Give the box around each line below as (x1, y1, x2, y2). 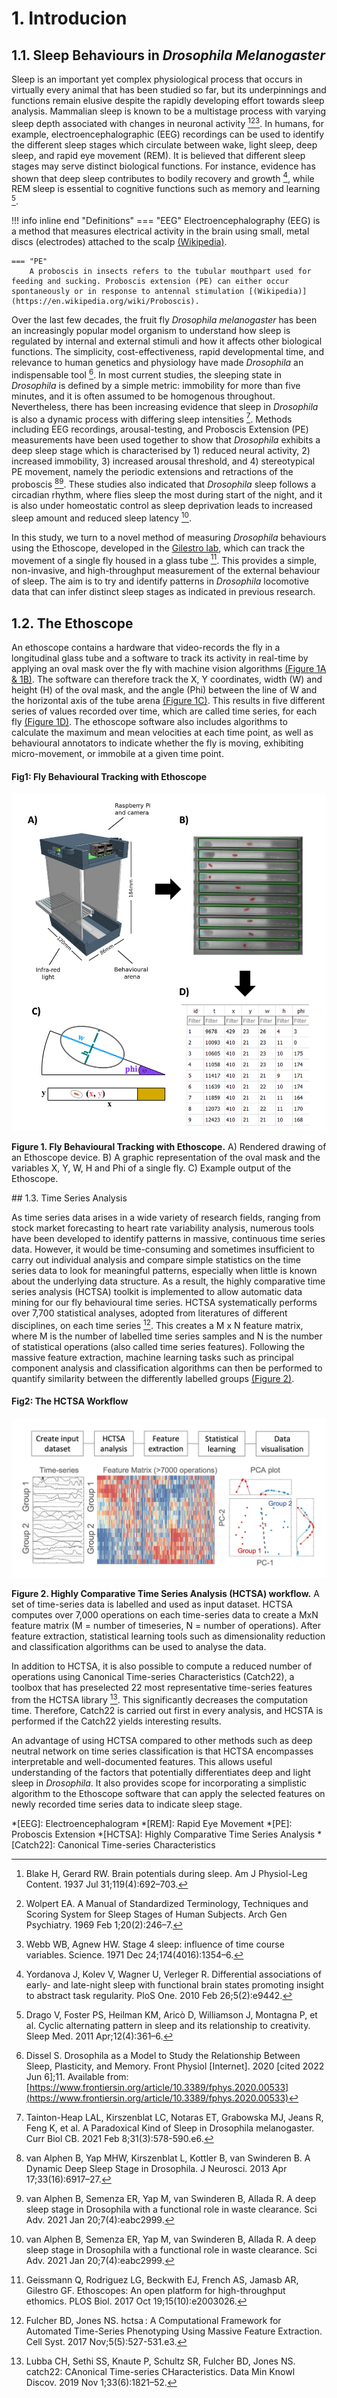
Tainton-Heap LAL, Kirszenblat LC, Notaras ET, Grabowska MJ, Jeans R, (25, 2111, 324, 2123)
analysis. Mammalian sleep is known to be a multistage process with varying (11, 105, 327, 117)
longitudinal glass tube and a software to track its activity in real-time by (11, 652, 309, 664)
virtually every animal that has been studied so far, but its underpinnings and (11, 84, 327, 96)
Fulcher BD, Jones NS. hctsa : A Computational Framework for (25, 2314, 282, 2326)
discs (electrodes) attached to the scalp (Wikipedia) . (11, 235, 228, 247)
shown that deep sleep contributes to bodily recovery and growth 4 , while (11, 170, 315, 184)
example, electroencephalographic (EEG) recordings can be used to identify (11, 128, 325, 140)
